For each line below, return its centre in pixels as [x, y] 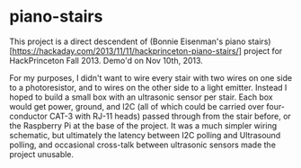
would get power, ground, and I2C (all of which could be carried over [137, 106]
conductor [28, 116]
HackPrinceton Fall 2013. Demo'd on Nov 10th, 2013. [106, 60]
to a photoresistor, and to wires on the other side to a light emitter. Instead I [148, 87]
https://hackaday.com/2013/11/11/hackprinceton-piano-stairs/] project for [147, 50]
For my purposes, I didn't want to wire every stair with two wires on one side [151, 77]
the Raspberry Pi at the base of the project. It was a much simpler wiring [143, 125]
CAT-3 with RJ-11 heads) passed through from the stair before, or [170, 116]
